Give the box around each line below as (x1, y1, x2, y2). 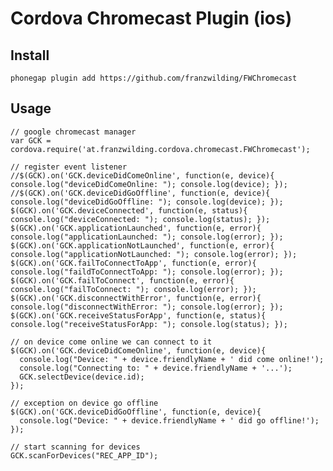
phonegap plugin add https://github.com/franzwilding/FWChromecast (10, 73, 298, 83)
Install (10, 47, 50, 64)
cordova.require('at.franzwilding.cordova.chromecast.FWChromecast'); (10, 144, 311, 154)
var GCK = (10, 135, 52, 146)
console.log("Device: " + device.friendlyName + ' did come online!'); (19, 354, 325, 364)
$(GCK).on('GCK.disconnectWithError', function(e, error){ (10, 293, 262, 303)
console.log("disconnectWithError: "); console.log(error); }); (10, 302, 284, 312)
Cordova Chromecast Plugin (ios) (10, 7, 293, 30)
